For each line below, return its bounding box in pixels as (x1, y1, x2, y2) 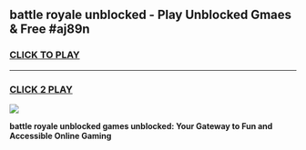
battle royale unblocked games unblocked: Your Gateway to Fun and (9, 120, 273, 131)
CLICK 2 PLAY (9, 83, 73, 95)
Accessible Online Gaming (9, 130, 112, 141)
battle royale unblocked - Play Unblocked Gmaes (9, 7, 292, 23)
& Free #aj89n (9, 22, 90, 37)
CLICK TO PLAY (9, 49, 80, 62)
